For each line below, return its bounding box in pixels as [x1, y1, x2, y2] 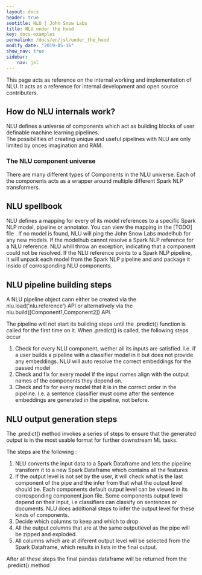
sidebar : [6, 54, 28, 60]
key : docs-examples [6, 31, 55, 38]
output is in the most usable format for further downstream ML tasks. [6, 436, 178, 444]
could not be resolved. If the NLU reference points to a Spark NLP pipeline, [6, 249, 192, 257]
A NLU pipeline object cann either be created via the [6, 296, 137, 303]
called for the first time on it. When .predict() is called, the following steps [6, 327, 189, 334]
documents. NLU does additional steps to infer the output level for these [14, 505, 195, 512]
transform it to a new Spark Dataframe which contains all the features [14, 467, 188, 474]
